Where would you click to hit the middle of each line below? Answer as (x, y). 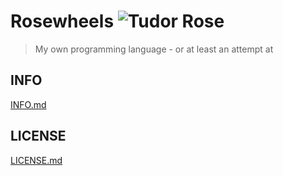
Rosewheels (62, 21)
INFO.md (28, 104)
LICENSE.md (36, 160)
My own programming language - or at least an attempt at (154, 49)
